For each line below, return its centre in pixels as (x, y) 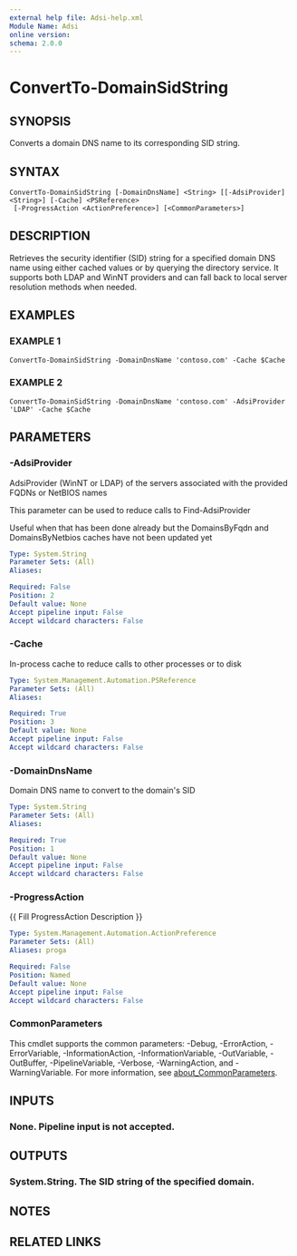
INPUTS (32, 1101)
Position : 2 (32, 596)
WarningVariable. (42, 1072)
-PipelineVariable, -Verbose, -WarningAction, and (141, 1063)
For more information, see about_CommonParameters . (177, 1072)
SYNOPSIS (40, 121)
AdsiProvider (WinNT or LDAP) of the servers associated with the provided (148, 482)
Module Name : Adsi (44, 26)
